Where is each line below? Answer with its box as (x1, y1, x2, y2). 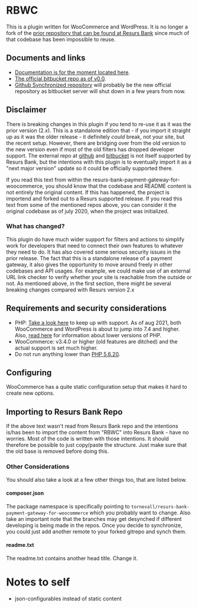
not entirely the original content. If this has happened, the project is (6, 188, 170, 196)
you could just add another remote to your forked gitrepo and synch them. (6, 528, 187, 535)
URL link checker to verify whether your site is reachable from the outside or (6, 273, 192, 280)
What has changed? (6, 222, 65, 231)
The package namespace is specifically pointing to (6, 503, 130, 510)
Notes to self (6, 575, 70, 589)
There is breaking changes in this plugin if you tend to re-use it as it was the (6, 120, 191, 127)
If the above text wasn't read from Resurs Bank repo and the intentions (6, 423, 178, 430)
